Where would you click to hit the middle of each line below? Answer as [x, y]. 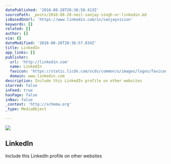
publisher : [17, 57]
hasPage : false [21, 95]
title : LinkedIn [22, 48]
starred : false [21, 85]
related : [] [18, 29]
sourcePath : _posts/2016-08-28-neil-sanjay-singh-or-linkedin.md [76, 15]
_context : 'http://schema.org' [38, 105]
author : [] [17, 34]
